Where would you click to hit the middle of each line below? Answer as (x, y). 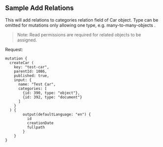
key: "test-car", (32, 67)
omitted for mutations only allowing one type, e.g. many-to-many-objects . (80, 25)
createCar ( (22, 63)
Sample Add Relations (40, 8)
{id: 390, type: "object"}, (51, 93)
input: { (23, 80)
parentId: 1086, (31, 71)
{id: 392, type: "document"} (53, 97)
